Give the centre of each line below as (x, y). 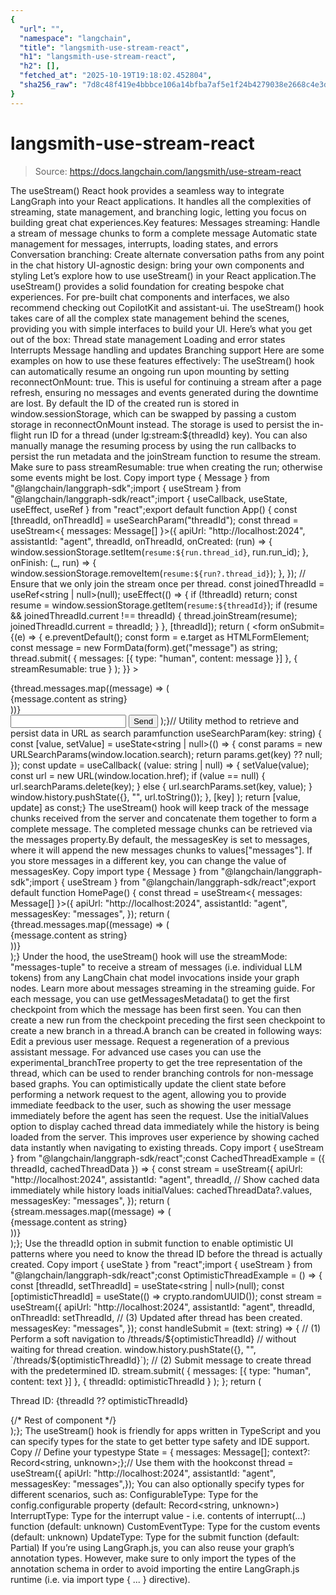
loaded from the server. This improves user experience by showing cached (165, 1137)
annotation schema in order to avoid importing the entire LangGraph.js (155, 1568)
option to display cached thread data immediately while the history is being (165, 1126)
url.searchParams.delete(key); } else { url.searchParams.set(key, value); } (161, 786)
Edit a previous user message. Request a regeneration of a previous (150, 1041)
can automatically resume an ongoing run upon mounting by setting (150, 371)
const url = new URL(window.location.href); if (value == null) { (138, 775)
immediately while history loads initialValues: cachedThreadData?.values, (161, 1190)
